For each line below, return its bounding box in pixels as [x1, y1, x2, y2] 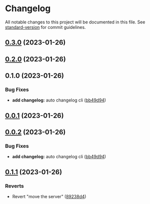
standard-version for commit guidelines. [5, 24, 86, 30]
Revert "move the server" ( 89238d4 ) [12, 194, 86, 200]
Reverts [5, 183, 24, 189]
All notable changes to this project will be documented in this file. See [5, 19, 146, 25]
